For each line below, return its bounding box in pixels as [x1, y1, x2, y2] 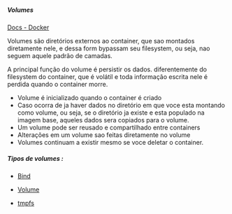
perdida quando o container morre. [7, 80, 108, 88]
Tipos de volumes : [7, 154, 64, 162]
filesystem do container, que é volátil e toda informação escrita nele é [7, 72, 208, 80]
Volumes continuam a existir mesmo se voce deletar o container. [17, 138, 204, 146]
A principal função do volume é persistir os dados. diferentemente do [7, 65, 208, 73]
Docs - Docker [7, 23, 50, 31]
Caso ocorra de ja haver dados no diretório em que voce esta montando [17, 101, 226, 109]
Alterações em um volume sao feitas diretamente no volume [17, 130, 191, 139]
